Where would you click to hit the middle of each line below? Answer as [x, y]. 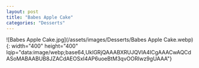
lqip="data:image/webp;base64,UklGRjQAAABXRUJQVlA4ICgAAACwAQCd [99, 52]
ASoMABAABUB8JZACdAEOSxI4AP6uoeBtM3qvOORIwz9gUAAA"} [89, 59]
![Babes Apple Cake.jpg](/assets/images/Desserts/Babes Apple [84, 40]
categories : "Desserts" [36, 23]
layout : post [22, 12]
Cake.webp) [178, 40]
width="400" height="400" [45, 46]
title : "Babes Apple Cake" [40, 17]
